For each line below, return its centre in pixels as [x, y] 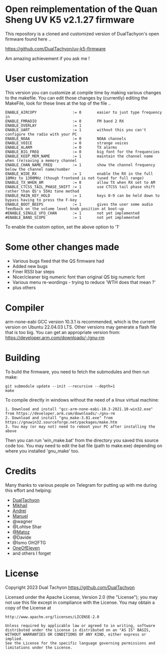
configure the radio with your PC [41, 134]
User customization [47, 79]
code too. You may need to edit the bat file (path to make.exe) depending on [84, 445]
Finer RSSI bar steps [33, 271]
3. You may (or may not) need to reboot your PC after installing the [80, 427]
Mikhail [20, 505]
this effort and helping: [28, 490]
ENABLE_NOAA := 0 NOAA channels [66, 139]
